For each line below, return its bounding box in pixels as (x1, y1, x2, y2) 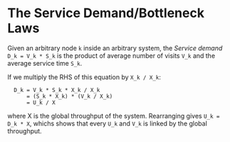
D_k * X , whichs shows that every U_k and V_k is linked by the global (7, 119, 208, 128)
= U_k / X (26, 98, 56, 106)
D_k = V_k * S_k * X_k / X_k (14, 86, 100, 93)
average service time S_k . (7, 59, 83, 67)
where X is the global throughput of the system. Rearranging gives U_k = (7, 111, 220, 120)
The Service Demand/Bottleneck (7, 5, 205, 21)
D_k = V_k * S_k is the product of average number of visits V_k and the (7, 51, 216, 60)
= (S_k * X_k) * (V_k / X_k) (26, 93, 113, 100)
